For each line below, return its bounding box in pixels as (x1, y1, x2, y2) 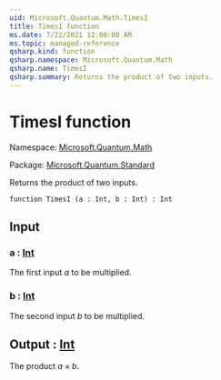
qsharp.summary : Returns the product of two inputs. (9, 73, 214, 82)
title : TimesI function (9, 22, 100, 31)
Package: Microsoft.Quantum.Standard (9, 159, 156, 170)
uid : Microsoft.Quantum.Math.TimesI (9, 13, 148, 23)
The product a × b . (9, 361, 80, 372)
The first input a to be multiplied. (9, 267, 132, 278)
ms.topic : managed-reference (9, 38, 120, 48)
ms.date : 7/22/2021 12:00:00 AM (9, 30, 132, 39)
